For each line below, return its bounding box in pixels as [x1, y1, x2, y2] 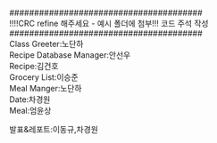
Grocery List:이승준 [9, 72, 79, 83]
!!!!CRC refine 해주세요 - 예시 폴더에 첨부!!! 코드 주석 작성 [9, 18, 209, 28]
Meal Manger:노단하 [9, 83, 82, 93]
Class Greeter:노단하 [9, 39, 84, 49]
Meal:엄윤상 [9, 106, 52, 115]
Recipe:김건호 [9, 61, 59, 71]
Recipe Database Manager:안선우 [9, 50, 131, 60]
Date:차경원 [9, 94, 51, 105]
